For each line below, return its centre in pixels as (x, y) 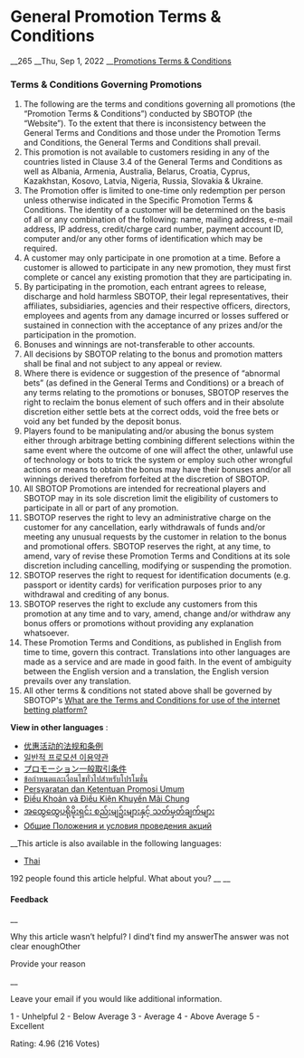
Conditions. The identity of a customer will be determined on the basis (154, 210)
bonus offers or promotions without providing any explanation (138, 624)
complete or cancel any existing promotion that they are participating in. (157, 277)
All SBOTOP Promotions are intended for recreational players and (144, 489)
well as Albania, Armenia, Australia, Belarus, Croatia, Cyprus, (137, 172)
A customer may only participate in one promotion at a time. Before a (152, 258)
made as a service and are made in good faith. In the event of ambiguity (157, 662)
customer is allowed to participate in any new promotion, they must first (157, 268)
